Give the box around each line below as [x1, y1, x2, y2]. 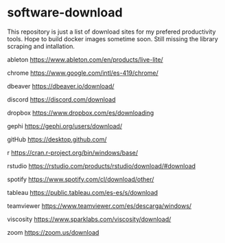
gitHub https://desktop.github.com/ [7, 135, 107, 143]
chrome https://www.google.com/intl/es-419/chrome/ [7, 69, 159, 77]
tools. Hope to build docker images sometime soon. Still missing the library [7, 34, 218, 43]
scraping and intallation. [7, 42, 75, 50]
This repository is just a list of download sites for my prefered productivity [7, 27, 216, 36]
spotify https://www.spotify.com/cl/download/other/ [7, 175, 154, 183]
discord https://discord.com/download [7, 95, 116, 104]
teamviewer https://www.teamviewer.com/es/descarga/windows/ [7, 201, 192, 210]
